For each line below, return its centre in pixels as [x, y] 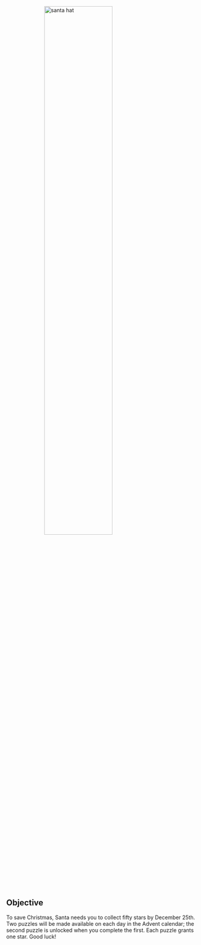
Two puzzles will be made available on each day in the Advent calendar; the [100, 923]
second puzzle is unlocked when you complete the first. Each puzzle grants [100, 930]
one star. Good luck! [31, 937]
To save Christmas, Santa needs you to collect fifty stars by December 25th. [101, 917]
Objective [25, 903]
